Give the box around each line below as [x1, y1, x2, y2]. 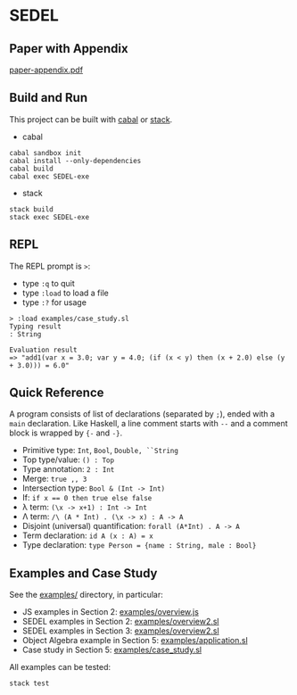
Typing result [9, 322, 62, 331]
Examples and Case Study [9, 566, 158, 581]
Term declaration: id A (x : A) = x [21, 530, 153, 541]
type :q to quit [21, 277, 76, 288]
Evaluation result [9, 345, 78, 354]
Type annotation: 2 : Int [21, 464, 115, 475]
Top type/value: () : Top [21, 454, 114, 465]
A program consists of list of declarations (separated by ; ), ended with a [9, 409, 275, 419]
